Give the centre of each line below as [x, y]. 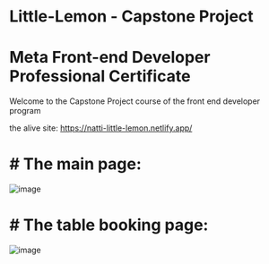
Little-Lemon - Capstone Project [131, 17]
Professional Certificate [100, 77]
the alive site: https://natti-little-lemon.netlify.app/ [101, 128]
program [25, 111]
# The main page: [75, 164]
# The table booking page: [109, 225]
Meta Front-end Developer [110, 58]
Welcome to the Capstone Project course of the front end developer [135, 101]
